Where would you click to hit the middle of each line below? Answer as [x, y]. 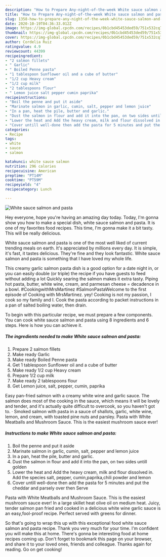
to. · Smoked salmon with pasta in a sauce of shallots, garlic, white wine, [79, 411]
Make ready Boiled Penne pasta [45, 360]
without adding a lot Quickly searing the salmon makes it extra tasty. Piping [82, 279]
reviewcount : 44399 [25, 51]
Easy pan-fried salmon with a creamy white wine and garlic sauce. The [77, 395]
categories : [17, 129]
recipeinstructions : [26, 97]
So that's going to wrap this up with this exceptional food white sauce [76, 523]
